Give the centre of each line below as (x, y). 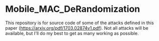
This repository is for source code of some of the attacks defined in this (80, 23)
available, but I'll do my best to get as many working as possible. (72, 33)
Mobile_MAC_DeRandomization (73, 9)
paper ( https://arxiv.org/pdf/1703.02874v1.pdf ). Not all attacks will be (77, 28)
